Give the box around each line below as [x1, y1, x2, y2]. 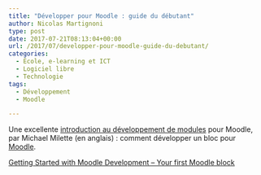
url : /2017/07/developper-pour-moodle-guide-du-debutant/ [8, 42, 209, 50]
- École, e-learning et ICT [15, 58, 111, 66]
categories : [8, 50, 49, 58]
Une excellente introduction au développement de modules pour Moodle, [8, 125, 254, 134]
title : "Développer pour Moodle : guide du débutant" [8, 11, 195, 20]
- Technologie [15, 72, 63, 81]
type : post [8, 27, 46, 35]
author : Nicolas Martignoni [8, 20, 104, 28]
